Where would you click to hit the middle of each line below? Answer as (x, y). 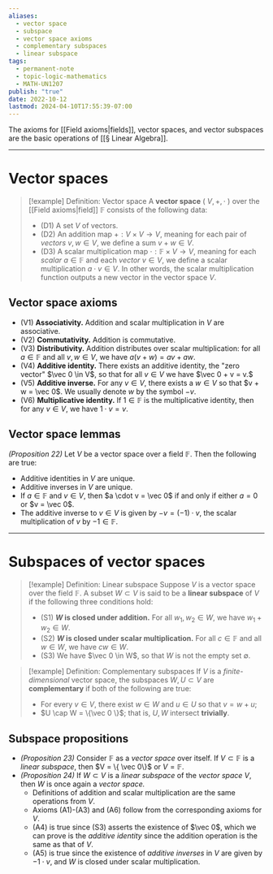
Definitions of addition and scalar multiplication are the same (134, 793)
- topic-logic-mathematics (61, 76)
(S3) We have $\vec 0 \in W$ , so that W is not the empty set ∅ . (145, 655)
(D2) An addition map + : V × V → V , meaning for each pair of (143, 234)
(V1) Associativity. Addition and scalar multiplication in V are (122, 322)
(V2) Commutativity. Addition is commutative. (98, 340)
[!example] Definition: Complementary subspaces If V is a (125, 672)
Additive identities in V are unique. (78, 478)
